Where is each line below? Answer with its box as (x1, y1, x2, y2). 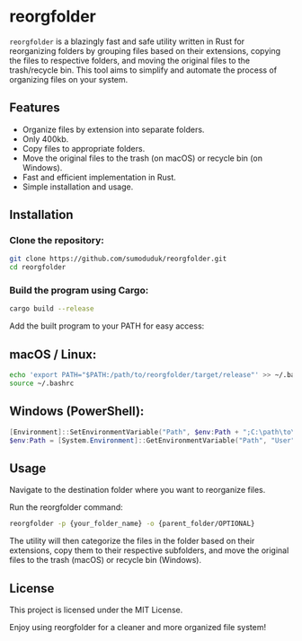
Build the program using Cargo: (9, 285, 149, 297)
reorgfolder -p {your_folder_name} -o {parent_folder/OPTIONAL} (9, 519, 255, 529)
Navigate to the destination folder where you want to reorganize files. (9, 485, 266, 496)
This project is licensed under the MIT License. (9, 604, 183, 615)
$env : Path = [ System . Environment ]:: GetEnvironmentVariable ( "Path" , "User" (9, 435, 296, 445)
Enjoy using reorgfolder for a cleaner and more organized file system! (9, 621, 267, 632)
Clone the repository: (9, 234, 105, 247)
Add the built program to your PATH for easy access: (9, 320, 205, 331)
